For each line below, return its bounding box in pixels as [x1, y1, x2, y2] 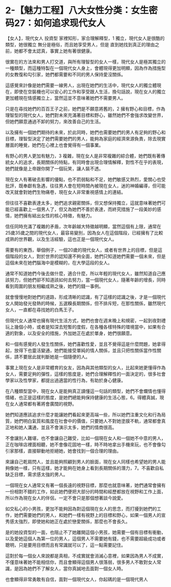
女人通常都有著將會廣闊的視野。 [9, 400, 77, 407]
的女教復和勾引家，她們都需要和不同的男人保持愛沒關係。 [5, 71, 126, 77]
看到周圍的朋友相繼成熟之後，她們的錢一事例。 [5, 283, 103, 289]
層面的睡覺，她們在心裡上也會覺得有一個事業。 [5, 142, 103, 148]
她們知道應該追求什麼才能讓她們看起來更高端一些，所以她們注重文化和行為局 [5, 412, 166, 418]
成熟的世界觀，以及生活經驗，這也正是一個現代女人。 [5, 236, 117, 242]
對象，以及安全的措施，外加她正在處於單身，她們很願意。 [14, 330, 135, 336]
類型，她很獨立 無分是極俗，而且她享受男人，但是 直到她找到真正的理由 [5, 41, 155, 47]
